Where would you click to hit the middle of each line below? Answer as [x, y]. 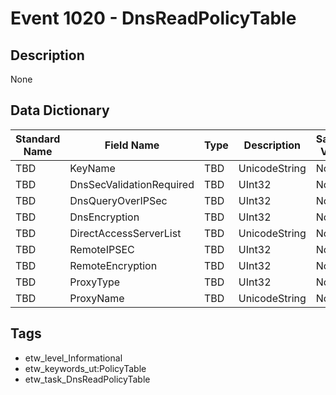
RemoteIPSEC [102, 249]
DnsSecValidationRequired [132, 184]
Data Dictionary [60, 110]
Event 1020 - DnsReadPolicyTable [153, 18]
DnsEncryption [104, 217]
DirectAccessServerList [125, 233]
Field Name [132, 145]
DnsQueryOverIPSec [118, 200]
